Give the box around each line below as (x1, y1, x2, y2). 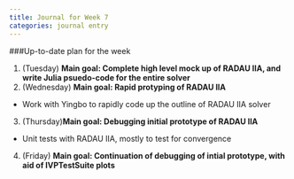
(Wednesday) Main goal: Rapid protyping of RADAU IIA (21, 82, 227, 92)
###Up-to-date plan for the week (9, 45, 131, 56)
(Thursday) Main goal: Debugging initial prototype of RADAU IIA (21, 116, 259, 127)
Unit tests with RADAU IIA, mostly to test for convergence (21, 133, 232, 144)
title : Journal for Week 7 (9, 12, 109, 22)
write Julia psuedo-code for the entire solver (21, 72, 190, 82)
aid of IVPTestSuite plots (21, 160, 115, 170)
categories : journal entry (9, 21, 109, 30)
